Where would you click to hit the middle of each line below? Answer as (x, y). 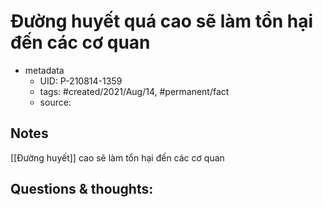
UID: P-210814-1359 (81, 81)
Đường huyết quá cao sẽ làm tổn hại (162, 21)
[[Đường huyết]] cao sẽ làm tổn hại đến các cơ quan (117, 157)
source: (55, 102)
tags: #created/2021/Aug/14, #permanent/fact (134, 91)
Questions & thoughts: (82, 189)
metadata (44, 70)
